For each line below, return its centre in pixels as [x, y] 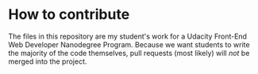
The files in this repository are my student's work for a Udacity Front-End [128, 36]
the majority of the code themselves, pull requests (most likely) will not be [129, 53]
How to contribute [69, 15]
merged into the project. [48, 61]
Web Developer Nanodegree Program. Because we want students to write [129, 44]
